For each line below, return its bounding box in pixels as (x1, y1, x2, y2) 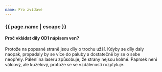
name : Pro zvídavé (5, 7, 43, 12)
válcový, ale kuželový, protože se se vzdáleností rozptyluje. (5, 61, 125, 67)
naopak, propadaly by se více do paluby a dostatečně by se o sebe (5, 51, 140, 57)
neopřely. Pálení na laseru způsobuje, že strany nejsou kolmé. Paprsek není (5, 56, 158, 62)
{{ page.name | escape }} (5, 23, 67, 30)
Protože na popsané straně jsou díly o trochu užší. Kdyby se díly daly (5, 46, 144, 52)
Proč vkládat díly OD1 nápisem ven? (5, 35, 79, 41)
